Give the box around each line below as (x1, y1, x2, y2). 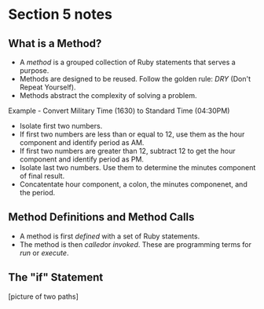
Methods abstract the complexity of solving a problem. (19, 91, 197, 100)
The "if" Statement (8, 271, 104, 284)
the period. (19, 188, 56, 197)
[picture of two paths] (8, 292, 79, 301)
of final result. (19, 171, 65, 180)
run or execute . (19, 248, 69, 257)
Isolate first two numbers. (19, 122, 103, 130)
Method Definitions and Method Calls (8, 210, 195, 224)
